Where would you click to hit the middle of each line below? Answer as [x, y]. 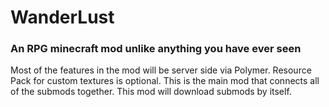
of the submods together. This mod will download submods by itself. [151, 92]
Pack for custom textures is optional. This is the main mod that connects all [165, 81]
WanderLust [62, 17]
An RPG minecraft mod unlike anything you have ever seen [156, 49]
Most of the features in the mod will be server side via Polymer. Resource [161, 70]
